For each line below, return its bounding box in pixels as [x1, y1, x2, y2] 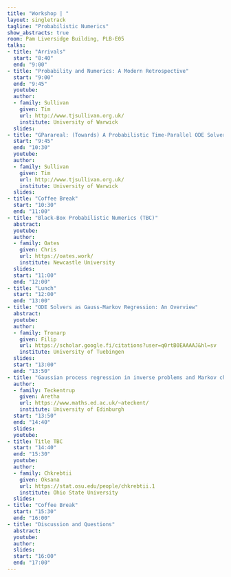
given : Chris [19, 247, 57, 253]
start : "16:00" [13, 553, 57, 560]
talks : [7, 42, 26, 49]
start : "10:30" [13, 202, 57, 209]
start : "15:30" [13, 508, 57, 515]
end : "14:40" [13, 418, 51, 426]
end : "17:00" [13, 559, 51, 567]
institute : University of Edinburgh [19, 406, 125, 413]
